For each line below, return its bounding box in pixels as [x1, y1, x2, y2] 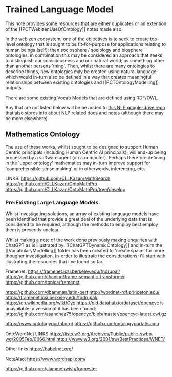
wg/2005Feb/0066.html [5, 336, 55, 342]
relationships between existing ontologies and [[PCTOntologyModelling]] [5, 79, 159, 85]
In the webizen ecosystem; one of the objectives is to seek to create [5, 36, 149, 42]
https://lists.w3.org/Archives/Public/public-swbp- [49, 331, 154, 337]
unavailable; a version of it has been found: [5, 305, 96, 312]
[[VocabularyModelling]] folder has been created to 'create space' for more [5, 248, 165, 254]
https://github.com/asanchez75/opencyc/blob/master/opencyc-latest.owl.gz [5, 311, 167, 317]
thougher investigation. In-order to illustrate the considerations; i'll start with [5, 253, 166, 259]
